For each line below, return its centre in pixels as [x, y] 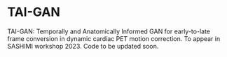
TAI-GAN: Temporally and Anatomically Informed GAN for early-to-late [109, 31]
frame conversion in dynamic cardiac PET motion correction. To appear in [114, 38]
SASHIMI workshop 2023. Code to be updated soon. [83, 46]
